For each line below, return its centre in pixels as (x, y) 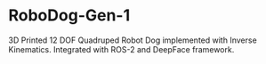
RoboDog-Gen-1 (69, 16)
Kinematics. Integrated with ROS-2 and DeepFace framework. (121, 49)
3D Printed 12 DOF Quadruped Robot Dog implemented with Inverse (133, 40)
